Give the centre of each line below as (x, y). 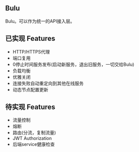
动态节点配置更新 (30, 89)
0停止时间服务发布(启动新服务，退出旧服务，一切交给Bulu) (73, 64)
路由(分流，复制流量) (34, 133)
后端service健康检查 (34, 144)
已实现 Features (30, 39)
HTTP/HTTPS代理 (31, 52)
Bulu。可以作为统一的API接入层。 (40, 21)
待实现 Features (30, 107)
